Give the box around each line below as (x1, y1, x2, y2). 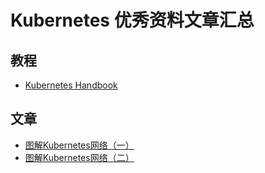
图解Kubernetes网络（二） (24, 151, 135, 163)
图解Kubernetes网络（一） (24, 139, 135, 151)
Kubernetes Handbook (24, 79, 118, 91)
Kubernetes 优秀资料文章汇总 (10, 9, 255, 32)
